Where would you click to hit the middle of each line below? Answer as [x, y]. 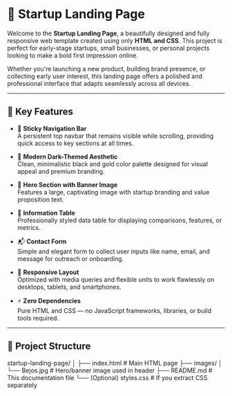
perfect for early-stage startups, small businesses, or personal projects [108, 48]
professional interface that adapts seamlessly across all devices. [99, 83]
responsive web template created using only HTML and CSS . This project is [115, 40]
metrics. [29, 227]
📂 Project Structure [49, 346]
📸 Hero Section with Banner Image [67, 184]
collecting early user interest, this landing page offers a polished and [105, 76]
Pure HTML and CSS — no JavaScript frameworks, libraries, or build [114, 310]
